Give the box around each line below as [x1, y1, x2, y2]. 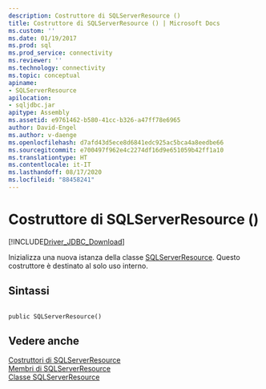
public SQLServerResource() [8, 312, 103, 321]
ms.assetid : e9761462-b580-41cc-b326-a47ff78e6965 [8, 116, 181, 124]
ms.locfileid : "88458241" [8, 176, 95, 184]
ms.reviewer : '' [8, 57, 62, 65]
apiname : [8, 79, 38, 87]
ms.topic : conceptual [8, 71, 81, 79]
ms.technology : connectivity [8, 64, 106, 72]
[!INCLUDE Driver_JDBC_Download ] [8, 237, 126, 246]
